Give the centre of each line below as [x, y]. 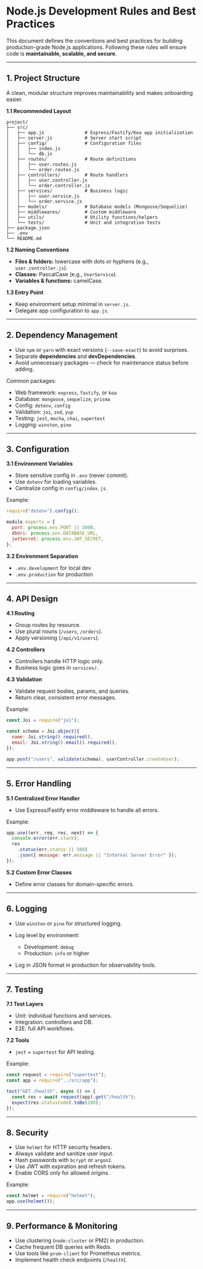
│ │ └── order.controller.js [48, 186]
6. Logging [27, 909]
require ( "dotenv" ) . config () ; [43, 511]
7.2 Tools [18, 1040]
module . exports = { [31, 522]
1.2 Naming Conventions [38, 250]
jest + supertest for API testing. [55, 1052]
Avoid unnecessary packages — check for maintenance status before [102, 362]
